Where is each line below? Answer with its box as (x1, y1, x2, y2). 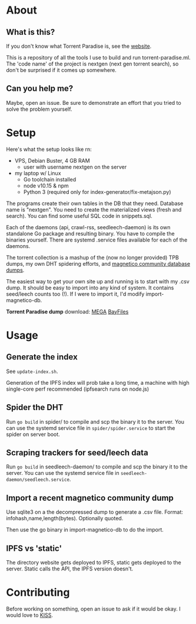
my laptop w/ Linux (14, 169, 61, 177)
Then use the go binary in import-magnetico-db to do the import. (6, 526, 164, 533)
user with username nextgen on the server (23, 163, 127, 170)
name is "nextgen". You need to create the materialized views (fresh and (6, 206, 182, 213)
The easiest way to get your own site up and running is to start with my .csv (6, 278, 190, 285)
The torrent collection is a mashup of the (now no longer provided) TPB (6, 254, 180, 261)
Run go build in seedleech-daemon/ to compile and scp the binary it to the (6, 463, 188, 470)
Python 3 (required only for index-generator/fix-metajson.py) (23, 188, 172, 195)
